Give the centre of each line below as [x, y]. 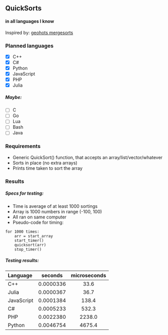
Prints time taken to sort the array [47, 168]
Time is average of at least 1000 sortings [55, 206]
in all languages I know [30, 21]
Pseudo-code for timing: [38, 222]
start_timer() [29, 240]
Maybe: [13, 97]
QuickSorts [24, 8]
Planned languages [30, 46]
